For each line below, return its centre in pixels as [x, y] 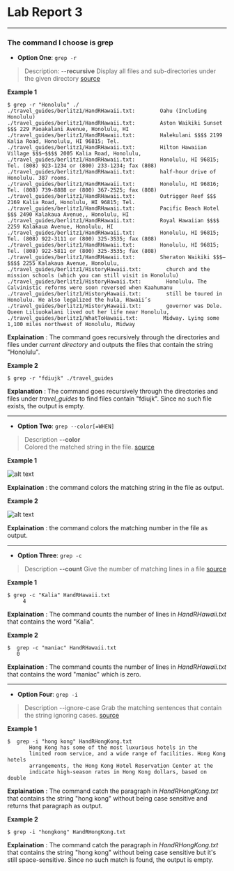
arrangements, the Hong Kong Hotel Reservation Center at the [121, 766]
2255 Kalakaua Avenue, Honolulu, [71, 263]
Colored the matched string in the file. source [89, 447]
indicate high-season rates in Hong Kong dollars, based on [118, 772]
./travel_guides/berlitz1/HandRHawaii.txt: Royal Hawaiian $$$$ [113, 221]
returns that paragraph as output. [55, 806]
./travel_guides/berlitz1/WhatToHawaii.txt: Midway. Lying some [113, 318]
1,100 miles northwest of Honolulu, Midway [71, 325]
